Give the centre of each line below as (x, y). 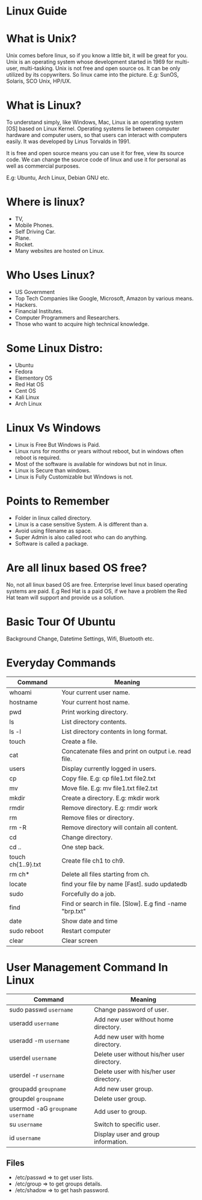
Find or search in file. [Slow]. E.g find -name (124, 904)
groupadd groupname (38, 1089)
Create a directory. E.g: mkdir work (111, 798)
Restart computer (86, 931)
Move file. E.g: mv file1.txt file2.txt (110, 788)
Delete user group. (120, 1099)
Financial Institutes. (39, 311)
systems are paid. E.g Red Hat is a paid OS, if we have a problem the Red (97, 591)
